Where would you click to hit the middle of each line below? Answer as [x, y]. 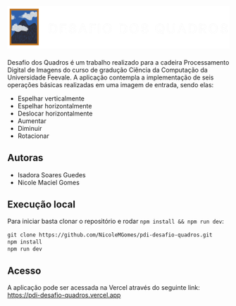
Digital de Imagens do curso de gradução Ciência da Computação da [107, 70]
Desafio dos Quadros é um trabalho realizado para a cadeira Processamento [118, 62]
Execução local [42, 204]
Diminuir [30, 128]
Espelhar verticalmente [51, 98]
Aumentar [32, 121]
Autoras [25, 158]
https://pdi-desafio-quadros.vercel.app [64, 295]
